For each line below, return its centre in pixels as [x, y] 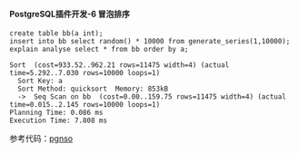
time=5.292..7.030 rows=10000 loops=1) [85, 73]
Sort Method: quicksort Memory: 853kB [93, 89]
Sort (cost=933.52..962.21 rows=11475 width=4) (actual [119, 65]
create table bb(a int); [56, 33]
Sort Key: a [40, 81]
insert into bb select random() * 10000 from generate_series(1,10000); [150, 42]
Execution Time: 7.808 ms [58, 121]
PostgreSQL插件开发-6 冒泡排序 [70, 14]
